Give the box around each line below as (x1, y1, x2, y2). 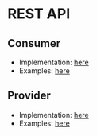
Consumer (7, 37, 61, 50)
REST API (7, 5, 71, 23)
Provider (7, 89, 51, 103)
